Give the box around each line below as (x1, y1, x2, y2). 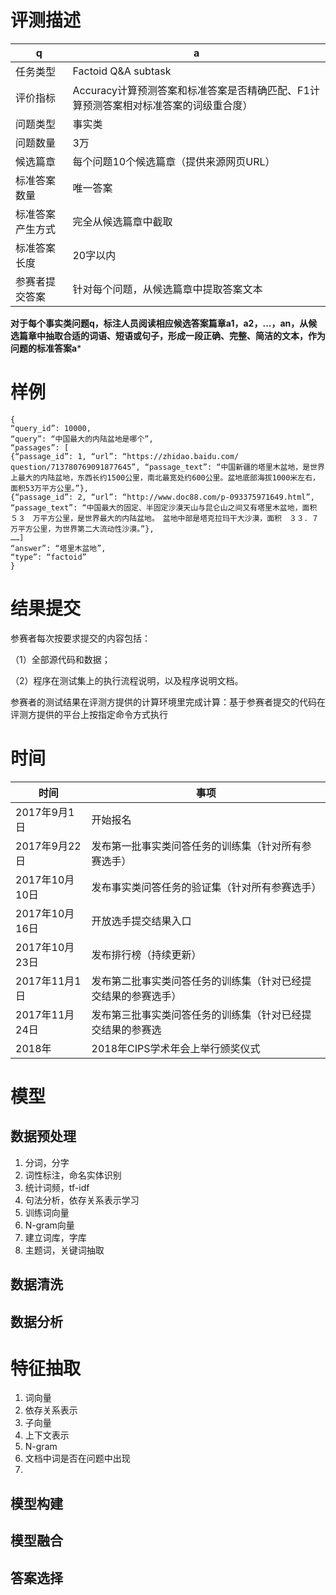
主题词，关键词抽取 (24, 1244, 105, 1256)
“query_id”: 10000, (10, 423, 92, 433)
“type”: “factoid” (10, 552, 87, 562)
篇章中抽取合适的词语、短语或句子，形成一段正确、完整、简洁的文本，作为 (18, 329, 326, 341)
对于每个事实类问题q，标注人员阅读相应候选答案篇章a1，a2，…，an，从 (10, 317, 309, 329)
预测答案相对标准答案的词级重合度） (82, 98, 253, 112)
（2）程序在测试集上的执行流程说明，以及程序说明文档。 (10, 674, 244, 686)
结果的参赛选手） (101, 989, 182, 1003)
